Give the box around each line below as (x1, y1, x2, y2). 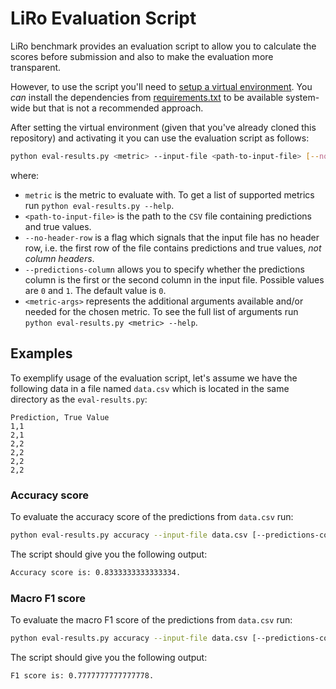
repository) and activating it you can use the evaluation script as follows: (10, 132, 310, 144)
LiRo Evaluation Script (10, 7, 197, 30)
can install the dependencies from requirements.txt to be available (10, 91, 284, 103)
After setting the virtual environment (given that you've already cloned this (10, 121, 317, 133)
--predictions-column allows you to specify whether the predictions (24, 263, 305, 275)
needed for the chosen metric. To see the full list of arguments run (24, 305, 299, 317)
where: (10, 169, 40, 181)
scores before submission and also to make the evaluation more (10, 50, 274, 62)
